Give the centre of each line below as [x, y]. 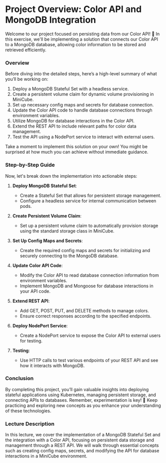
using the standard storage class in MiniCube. [67, 231]
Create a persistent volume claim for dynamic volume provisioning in [83, 94]
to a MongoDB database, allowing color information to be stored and [76, 44]
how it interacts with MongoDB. [52, 366]
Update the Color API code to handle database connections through [82, 110]
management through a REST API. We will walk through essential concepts [82, 445]
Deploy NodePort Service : [40, 325]
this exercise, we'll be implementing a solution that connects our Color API [82, 39]
